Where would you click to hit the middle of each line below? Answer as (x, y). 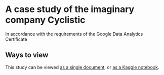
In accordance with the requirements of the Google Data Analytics (74, 34)
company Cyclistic (45, 20)
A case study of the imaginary (70, 9)
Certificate (16, 39)
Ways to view (27, 55)
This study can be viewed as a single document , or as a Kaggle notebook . (82, 67)
